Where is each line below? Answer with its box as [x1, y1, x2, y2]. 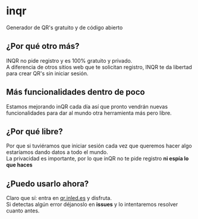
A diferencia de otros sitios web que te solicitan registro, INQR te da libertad [6, 63, 192, 70]
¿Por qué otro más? [6, 41, 80, 51]
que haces [6, 161, 33, 168]
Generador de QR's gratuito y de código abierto [6, 24, 123, 31]
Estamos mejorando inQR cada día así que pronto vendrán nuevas [6, 103, 168, 110]
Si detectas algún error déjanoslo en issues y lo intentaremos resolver [6, 201, 178, 208]
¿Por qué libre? [6, 127, 64, 137]
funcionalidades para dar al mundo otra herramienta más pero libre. [6, 109, 172, 116]
